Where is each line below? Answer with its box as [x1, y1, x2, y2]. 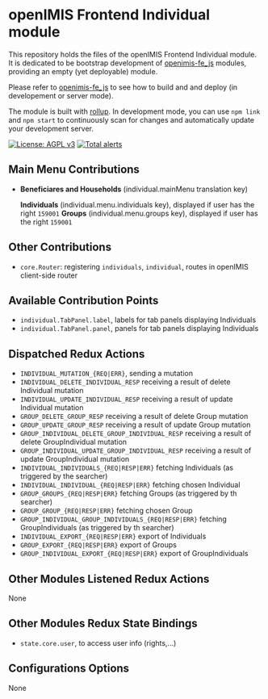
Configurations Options [8, 662, 130, 676]
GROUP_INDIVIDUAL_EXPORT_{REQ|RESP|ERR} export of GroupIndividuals [19, 549, 249, 559]
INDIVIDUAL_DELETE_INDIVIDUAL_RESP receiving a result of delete [19, 377, 231, 387]
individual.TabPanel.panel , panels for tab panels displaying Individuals [19, 324, 259, 333]
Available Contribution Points [8, 293, 159, 308]
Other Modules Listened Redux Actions [8, 571, 210, 586]
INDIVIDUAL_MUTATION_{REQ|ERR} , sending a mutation [19, 369, 194, 379]
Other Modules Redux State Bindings [8, 617, 198, 630]
